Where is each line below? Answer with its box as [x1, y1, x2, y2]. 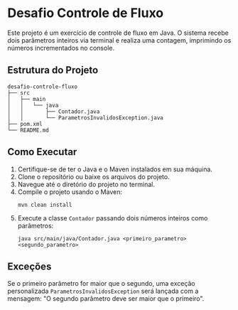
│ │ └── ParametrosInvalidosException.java [7, 114, 163, 122]
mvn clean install [17, 201, 72, 208]
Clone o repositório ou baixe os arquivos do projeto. [17, 172, 170, 181]
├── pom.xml [7, 120, 43, 127]
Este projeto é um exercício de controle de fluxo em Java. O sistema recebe [7, 28, 229, 37]
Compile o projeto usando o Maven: [17, 187, 123, 196]
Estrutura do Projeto [7, 64, 99, 76]
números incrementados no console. [7, 43, 115, 52]
